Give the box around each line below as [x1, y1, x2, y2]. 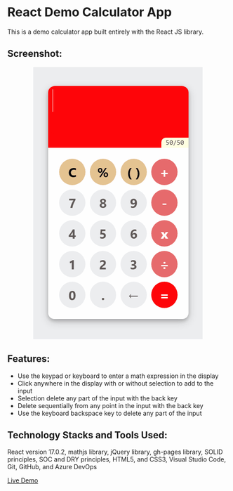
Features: [7, 353, 51, 365]
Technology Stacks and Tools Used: [7, 429, 168, 441]
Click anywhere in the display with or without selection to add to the [17, 379, 214, 387]
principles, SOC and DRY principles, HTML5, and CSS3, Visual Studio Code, [7, 455, 227, 464]
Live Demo [7, 476, 39, 485]
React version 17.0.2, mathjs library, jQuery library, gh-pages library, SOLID [7, 447, 223, 457]
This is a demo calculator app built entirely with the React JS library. [7, 27, 204, 36]
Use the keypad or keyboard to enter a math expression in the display [17, 372, 219, 380]
